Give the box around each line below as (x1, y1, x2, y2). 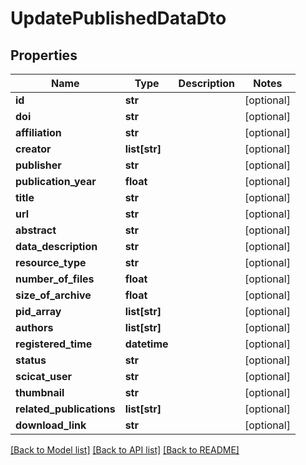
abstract (15, 223, 57, 237)
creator (15, 142, 52, 156)
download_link (15, 418, 87, 432)
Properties (10, 47, 78, 64)
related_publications (15, 402, 116, 416)
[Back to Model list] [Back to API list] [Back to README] (10, 444, 240, 456)
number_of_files (15, 272, 95, 286)
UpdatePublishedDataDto (10, 7, 227, 30)
